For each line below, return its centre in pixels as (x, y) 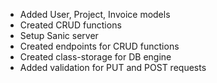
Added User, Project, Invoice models (95, 14)
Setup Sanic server (59, 35)
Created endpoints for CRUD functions (99, 46)
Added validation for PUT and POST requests (113, 67)
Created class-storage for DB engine (95, 57)
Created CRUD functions (70, 25)
